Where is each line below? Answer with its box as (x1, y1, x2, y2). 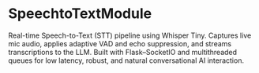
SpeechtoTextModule (8, 5, 152, 23)
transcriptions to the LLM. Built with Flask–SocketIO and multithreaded (8, 47, 238, 57)
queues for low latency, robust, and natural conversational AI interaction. (8, 56, 245, 65)
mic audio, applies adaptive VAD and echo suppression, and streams (8, 38, 231, 48)
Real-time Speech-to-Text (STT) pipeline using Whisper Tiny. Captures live (8, 31, 252, 40)
